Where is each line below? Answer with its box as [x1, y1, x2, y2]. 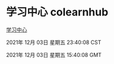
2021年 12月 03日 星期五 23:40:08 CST [6, 39, 102, 46]
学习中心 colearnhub [6, 5, 109, 19]
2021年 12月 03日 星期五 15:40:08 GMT [6, 51, 102, 58]
